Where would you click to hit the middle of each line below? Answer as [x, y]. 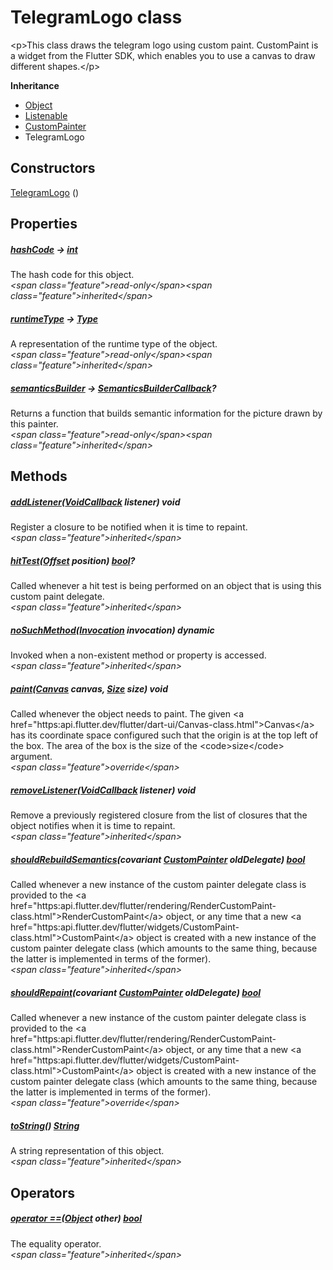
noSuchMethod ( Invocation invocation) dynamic [112, 630]
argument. [31, 757]
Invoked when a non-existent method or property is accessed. [138, 655]
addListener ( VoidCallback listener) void [95, 502]
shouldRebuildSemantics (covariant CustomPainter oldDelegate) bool [158, 859]
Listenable [46, 115]
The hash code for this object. [72, 275]
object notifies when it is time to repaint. [93, 826]
